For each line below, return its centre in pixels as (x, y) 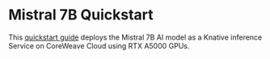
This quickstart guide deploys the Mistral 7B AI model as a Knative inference (135, 37)
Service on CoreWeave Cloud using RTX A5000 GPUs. (99, 45)
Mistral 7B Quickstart (81, 15)
